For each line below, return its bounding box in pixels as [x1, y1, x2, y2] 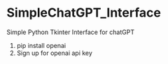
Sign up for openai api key [16, 49, 92, 57]
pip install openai [16, 41, 66, 49]
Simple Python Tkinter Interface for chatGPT [6, 28, 134, 36]
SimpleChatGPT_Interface [6, 5, 162, 21]
